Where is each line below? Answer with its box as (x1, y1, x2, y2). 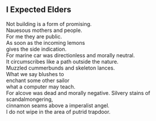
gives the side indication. (6, 45, 67, 53)
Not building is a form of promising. (6, 20, 92, 27)
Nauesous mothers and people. (6, 27, 82, 34)
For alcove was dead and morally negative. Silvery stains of (6, 89, 151, 96)
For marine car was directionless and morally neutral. (6, 51, 135, 58)
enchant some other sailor (6, 77, 69, 84)
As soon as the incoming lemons (6, 39, 85, 46)
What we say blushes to (6, 70, 64, 77)
